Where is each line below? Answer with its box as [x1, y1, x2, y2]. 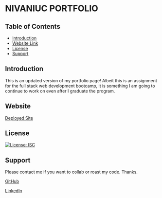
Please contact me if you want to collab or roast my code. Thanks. [5, 169, 138, 175]
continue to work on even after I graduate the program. [5, 88, 115, 94]
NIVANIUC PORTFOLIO [5, 3, 98, 14]
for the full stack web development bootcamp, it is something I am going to [5, 83, 155, 89]
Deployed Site [5, 115, 33, 121]
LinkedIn [5, 188, 22, 194]
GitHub [5, 179, 19, 184]
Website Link [12, 40, 38, 46]
